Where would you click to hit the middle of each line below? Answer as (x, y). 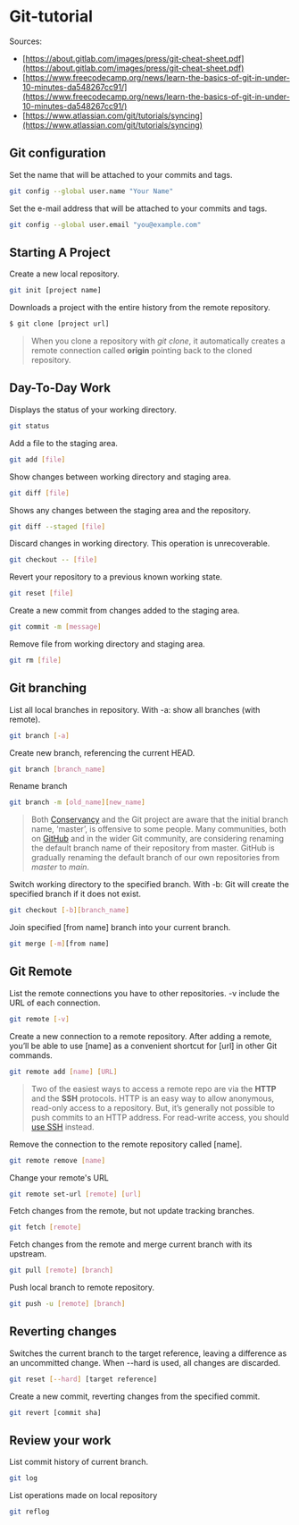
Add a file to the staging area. (64, 443)
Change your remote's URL (59, 1177)
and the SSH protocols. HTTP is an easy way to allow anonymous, (153, 1098)
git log (24, 1478)
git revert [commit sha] (55, 1412)
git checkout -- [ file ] (54, 560)
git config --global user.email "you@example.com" (105, 225)
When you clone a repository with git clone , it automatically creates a (158, 341)
